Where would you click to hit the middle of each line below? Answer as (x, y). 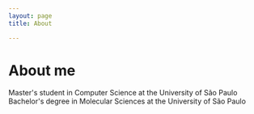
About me (42, 70)
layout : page (30, 16)
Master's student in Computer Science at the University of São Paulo (123, 93)
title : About (30, 23)
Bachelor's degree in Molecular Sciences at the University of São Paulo (127, 101)
